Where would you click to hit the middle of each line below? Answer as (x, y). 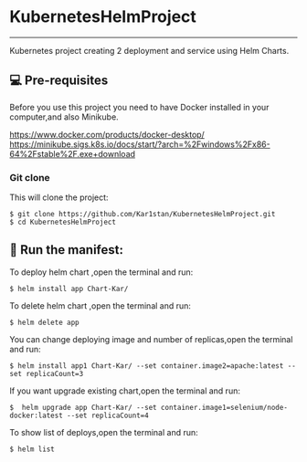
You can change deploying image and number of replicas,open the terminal (151, 339)
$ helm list (32, 449)
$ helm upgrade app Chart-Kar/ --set (83, 407)
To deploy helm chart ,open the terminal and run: (101, 272)
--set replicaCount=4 (108, 415)
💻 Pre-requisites (59, 81)
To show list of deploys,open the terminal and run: (104, 432)
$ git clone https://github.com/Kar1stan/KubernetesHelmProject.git (143, 215)
